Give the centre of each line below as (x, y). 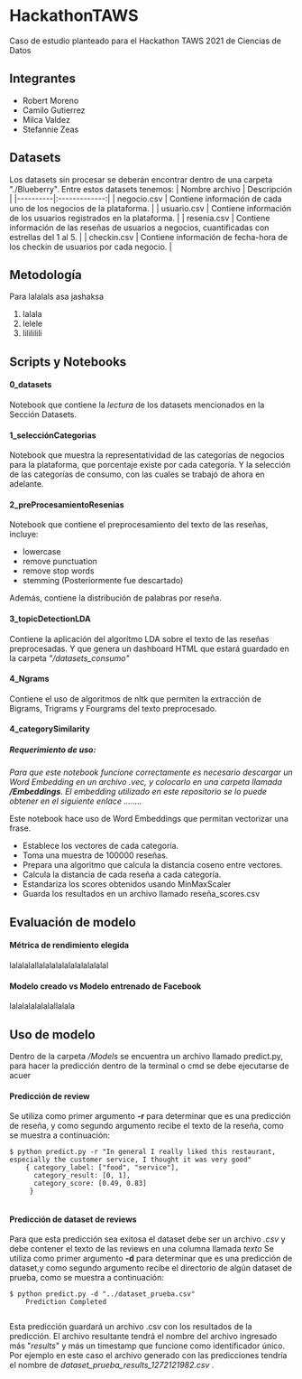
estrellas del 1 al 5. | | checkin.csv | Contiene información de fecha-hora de (149, 237)
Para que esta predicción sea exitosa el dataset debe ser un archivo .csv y (147, 1239)
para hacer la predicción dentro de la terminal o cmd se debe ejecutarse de (150, 1066)
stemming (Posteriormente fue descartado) (103, 581)
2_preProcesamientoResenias (67, 504)
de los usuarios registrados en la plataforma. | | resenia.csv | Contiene (140, 218)
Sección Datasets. (43, 414)
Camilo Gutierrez (54, 110)
